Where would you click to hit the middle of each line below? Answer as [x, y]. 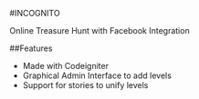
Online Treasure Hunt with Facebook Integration [99, 30]
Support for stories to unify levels [85, 85]
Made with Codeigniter [66, 66]
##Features [31, 48]
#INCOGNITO [35, 13]
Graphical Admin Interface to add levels [97, 75]
